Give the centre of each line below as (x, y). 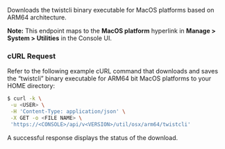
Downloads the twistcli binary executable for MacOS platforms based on (111, 10)
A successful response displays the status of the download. (93, 137)
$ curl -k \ (24, 99)
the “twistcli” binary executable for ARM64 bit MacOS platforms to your (109, 78)
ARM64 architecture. (37, 17)
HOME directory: (31, 86)
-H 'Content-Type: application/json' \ (68, 112)
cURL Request (32, 56)
